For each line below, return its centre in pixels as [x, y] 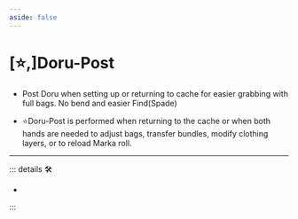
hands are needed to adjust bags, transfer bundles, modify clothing [145, 133]
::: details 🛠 [31, 168]
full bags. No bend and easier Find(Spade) [99, 103]
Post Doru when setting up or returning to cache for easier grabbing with [155, 93]
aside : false [33, 17]
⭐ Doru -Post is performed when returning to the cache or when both [146, 121]
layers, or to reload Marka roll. [77, 143]
